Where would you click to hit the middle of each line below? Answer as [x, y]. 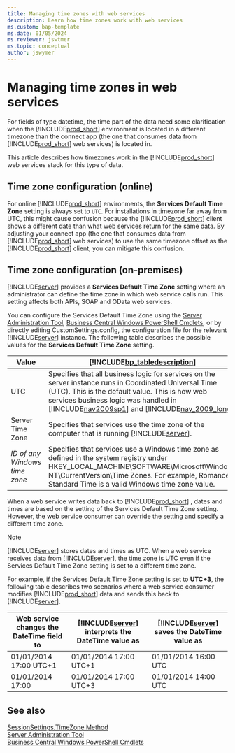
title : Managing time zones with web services [76, 14]
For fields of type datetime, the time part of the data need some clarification [116, 121]
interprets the [108, 632]
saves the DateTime [188, 632]
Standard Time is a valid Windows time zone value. [131, 485]
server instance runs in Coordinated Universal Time [133, 383]
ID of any [26, 454]
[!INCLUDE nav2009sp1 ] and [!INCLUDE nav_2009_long [140, 409]
